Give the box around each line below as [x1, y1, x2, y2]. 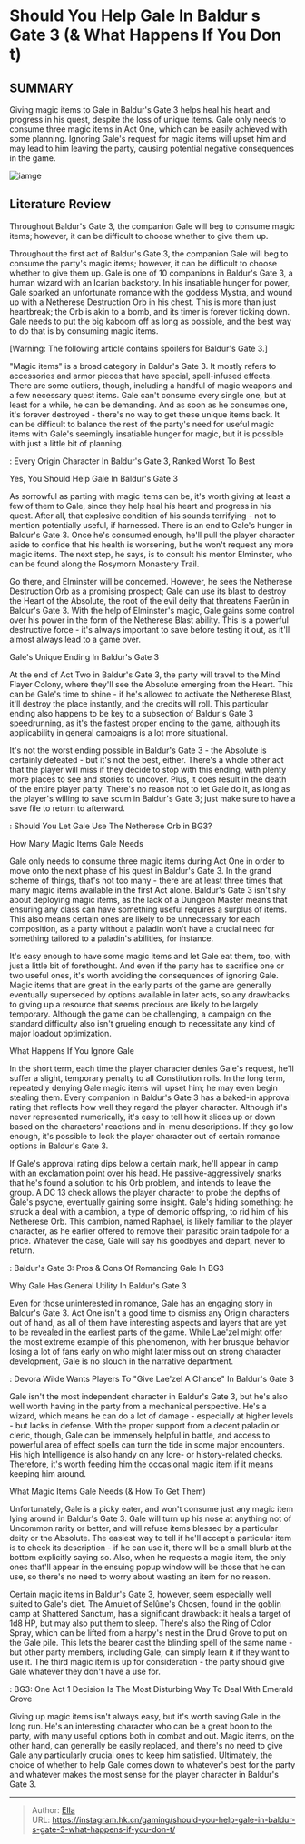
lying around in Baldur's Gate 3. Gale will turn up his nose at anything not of [9, 1513, 292, 1524]
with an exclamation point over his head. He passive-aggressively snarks [9, 1168, 282, 1178]
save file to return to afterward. [9, 802, 125, 814]
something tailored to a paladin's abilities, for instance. [9, 933, 214, 944]
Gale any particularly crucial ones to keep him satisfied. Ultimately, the [9, 1749, 273, 1760]
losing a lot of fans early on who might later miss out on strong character [9, 1346, 281, 1357]
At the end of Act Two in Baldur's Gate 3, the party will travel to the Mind [9, 669, 280, 680]
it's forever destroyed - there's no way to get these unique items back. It [9, 408, 280, 419]
